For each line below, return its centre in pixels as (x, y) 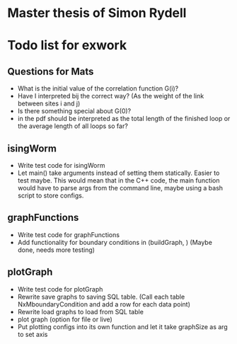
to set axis (33, 334)
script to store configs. (51, 195)
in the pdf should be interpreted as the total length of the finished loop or (124, 119)
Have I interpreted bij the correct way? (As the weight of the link (111, 96)
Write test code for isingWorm (61, 165)
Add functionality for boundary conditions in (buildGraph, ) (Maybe (115, 242)
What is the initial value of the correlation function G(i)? (98, 88)
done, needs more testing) (56, 250)
